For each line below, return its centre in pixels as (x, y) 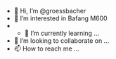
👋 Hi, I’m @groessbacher (50, 11)
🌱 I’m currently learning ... (62, 33)
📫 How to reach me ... (46, 48)
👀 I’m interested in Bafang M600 (60, 18)
